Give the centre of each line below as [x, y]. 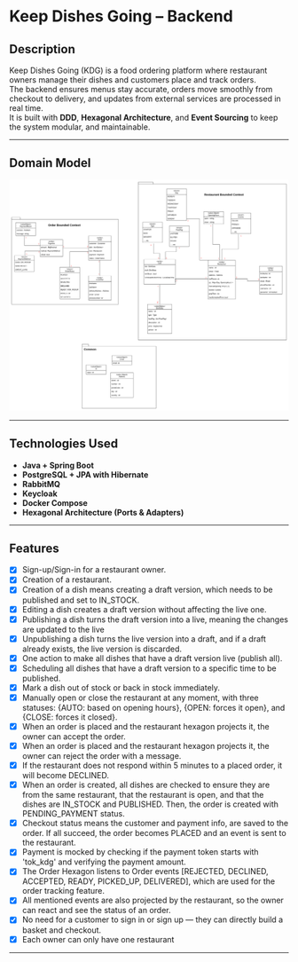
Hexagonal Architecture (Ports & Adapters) [103, 512]
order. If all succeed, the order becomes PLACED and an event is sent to [154, 833]
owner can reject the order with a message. [102, 756]
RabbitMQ [41, 484]
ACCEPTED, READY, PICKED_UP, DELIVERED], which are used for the [149, 881]
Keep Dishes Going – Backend [121, 16]
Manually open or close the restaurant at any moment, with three [140, 698]
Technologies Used [63, 444]
